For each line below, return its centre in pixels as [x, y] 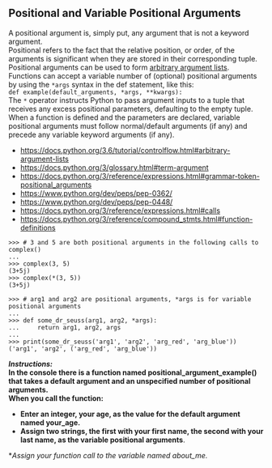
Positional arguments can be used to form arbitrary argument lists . [119, 67]
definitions [38, 228]
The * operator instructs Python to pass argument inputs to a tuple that [127, 100]
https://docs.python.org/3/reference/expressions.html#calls [120, 211]
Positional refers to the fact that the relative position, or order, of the [122, 50]
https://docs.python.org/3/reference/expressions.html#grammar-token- [140, 176]
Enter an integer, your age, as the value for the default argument [130, 414]
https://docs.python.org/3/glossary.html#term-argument [114, 167]
